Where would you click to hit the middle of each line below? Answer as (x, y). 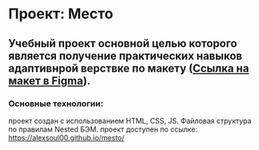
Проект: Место (61, 14)
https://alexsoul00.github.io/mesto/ (67, 137)
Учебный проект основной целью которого (123, 43)
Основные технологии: (56, 103)
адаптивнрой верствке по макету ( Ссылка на (129, 68)
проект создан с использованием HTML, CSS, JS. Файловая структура (130, 120)
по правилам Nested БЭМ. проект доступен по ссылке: (103, 129)
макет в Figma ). (49, 81)
